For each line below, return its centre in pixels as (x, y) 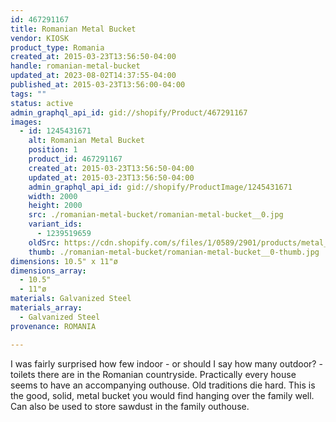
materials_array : (46, 308)
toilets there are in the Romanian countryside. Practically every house (153, 374)
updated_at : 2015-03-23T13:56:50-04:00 (111, 177)
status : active (42, 103)
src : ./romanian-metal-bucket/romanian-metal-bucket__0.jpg (156, 215)
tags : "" (28, 94)
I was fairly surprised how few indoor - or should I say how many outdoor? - (166, 363)
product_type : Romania (57, 47)
